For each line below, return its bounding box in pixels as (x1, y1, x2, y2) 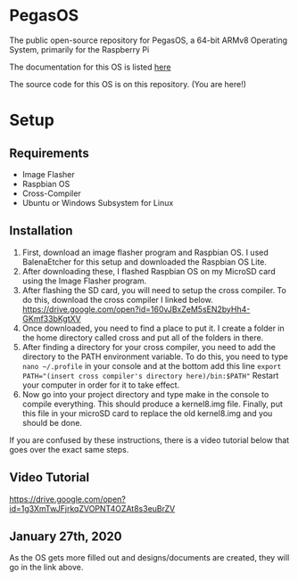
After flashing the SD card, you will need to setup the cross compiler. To (21, 284, 287, 295)
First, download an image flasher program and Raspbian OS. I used (21, 247, 269, 258)
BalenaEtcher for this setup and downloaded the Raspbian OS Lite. (21, 256, 268, 267)
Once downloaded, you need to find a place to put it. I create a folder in (21, 323, 286, 333)
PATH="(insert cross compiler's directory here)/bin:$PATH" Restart (21, 370, 279, 381)
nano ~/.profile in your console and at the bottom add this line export (21, 360, 282, 371)
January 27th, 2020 (9, 528, 122, 544)
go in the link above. (9, 562, 84, 573)
